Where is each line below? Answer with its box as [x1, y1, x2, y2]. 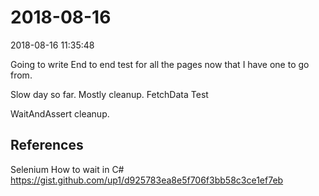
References [10, 137, 84, 154]
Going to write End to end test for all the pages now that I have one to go [10, 58, 310, 70]
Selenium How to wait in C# [10, 163, 125, 175]
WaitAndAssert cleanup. [10, 107, 110, 120]
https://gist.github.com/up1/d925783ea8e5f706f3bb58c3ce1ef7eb [10, 174, 284, 186]
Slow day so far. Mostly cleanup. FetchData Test [10, 88, 209, 100]
